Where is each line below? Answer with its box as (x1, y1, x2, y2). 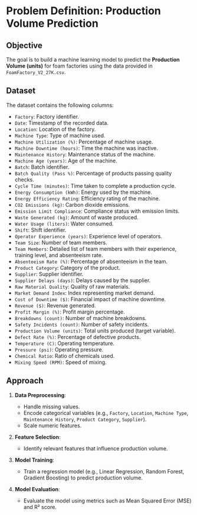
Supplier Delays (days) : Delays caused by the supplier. (14, 277, 151, 284)
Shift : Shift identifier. (14, 226, 67, 233)
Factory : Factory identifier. (14, 113, 80, 120)
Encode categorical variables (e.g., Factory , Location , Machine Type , (23, 409, 189, 416)
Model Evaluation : (14, 485, 60, 492)
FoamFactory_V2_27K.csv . (6, 69, 66, 75)
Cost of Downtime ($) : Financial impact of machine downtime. (14, 295, 166, 303)
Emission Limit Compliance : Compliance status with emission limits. (14, 207, 180, 215)
